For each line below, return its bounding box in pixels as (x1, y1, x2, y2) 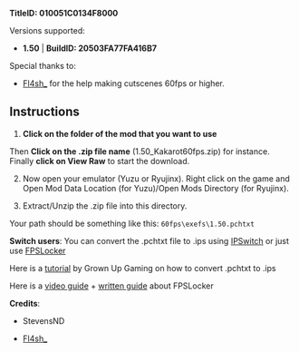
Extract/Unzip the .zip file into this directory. (22, 200, 188, 211)
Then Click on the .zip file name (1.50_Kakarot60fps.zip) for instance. (9, 145, 270, 157)
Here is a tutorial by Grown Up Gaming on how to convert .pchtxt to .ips (9, 262, 276, 273)
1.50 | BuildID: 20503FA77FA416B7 (22, 43, 157, 54)
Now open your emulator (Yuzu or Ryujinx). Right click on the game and (22, 172, 290, 184)
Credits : (9, 298, 41, 308)
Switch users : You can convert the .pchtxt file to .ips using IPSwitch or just (9, 235, 290, 246)
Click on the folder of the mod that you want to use (22, 128, 217, 139)
